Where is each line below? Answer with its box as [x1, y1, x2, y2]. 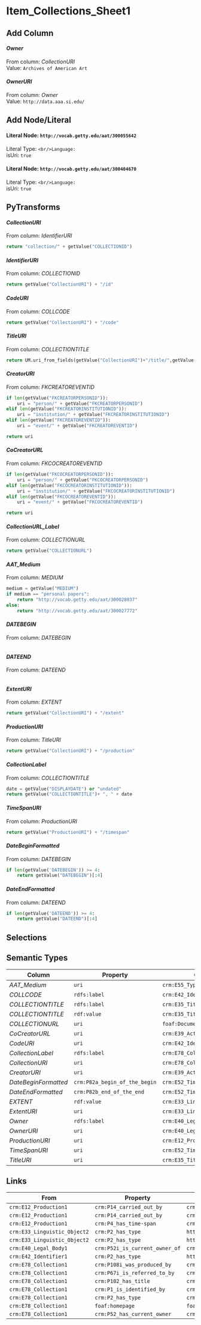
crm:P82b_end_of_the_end [74, 1088, 145, 1095]
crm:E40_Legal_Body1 [9, 1245, 68, 1252]
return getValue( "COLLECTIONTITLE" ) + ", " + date [6, 791, 133, 797]
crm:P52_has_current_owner [95, 1311, 172, 1318]
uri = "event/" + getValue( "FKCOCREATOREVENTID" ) [17, 499, 144, 505]
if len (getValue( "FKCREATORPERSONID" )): [6, 395, 109, 401]
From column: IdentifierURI [6, 232, 72, 239]
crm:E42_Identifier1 [9, 1253, 68, 1260]
